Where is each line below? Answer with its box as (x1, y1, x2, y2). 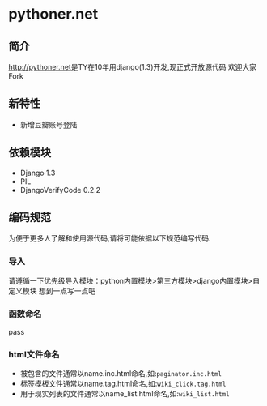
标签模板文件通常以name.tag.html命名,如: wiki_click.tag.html (19, 378, 227, 389)
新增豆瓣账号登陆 (19, 119, 78, 130)
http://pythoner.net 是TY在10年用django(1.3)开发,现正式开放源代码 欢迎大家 (8, 62, 257, 71)
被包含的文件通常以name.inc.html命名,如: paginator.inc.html (19, 369, 222, 378)
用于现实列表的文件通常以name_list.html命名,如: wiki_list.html (19, 389, 230, 399)
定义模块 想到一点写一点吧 (8, 285, 95, 296)
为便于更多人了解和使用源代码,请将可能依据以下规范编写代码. (8, 233, 212, 243)
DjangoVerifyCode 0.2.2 (19, 185, 101, 194)
